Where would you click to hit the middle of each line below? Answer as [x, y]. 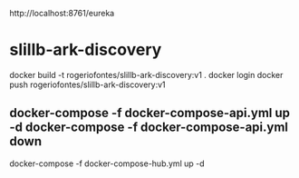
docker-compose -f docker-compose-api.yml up [150, 113]
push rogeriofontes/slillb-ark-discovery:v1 [87, 84]
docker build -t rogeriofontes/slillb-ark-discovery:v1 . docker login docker [146, 74]
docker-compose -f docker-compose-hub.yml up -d [107, 163]
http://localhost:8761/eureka [62, 13]
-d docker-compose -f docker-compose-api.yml [149, 128]
